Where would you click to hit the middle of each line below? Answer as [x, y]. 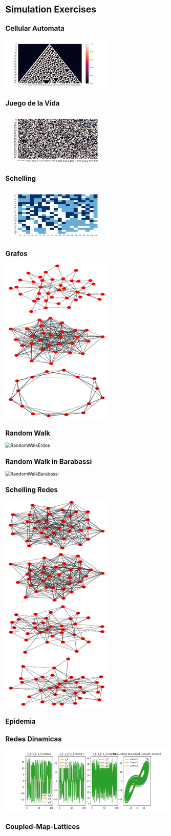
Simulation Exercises [51, 9]
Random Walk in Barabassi [49, 462]
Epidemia [20, 722]
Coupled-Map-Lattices [43, 827]
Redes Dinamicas [34, 739]
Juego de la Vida [33, 103]
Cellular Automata [35, 28]
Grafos [16, 254]
